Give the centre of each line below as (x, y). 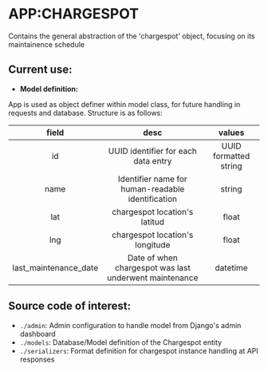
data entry (152, 160)
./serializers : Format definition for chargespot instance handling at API (139, 350)
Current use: (40, 70)
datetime (232, 267)
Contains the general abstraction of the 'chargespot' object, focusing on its (132, 36)
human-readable (153, 188)
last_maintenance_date (55, 267)
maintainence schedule (47, 44)
